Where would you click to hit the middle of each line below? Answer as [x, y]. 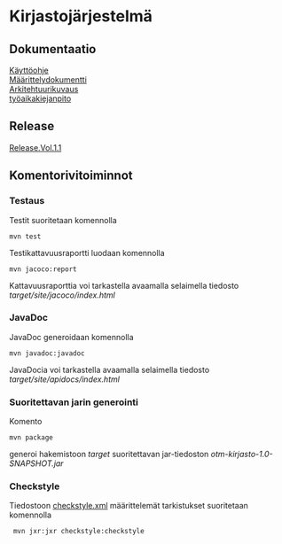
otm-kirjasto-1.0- [242, 455]
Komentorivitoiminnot [71, 176]
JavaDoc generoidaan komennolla [72, 337]
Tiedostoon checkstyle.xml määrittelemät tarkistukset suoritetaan [129, 506]
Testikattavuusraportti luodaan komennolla [87, 253]
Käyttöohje [29, 70]
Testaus [27, 201]
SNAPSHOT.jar [36, 463]
